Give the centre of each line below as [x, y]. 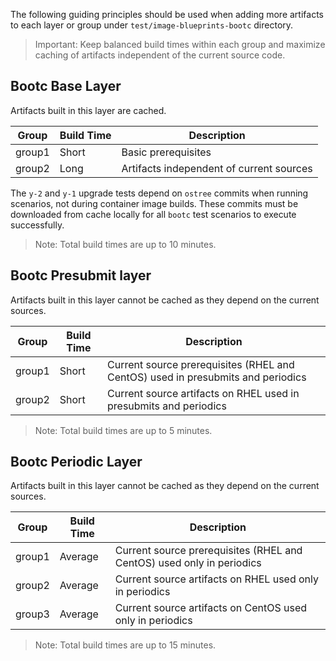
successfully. [37, 225]
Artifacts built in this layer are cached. [88, 110]
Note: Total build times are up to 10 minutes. [125, 244]
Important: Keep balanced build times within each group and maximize [180, 44]
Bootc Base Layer [66, 86]
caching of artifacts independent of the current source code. [160, 55]
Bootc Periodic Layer [76, 462]
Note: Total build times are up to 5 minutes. [123, 430]
